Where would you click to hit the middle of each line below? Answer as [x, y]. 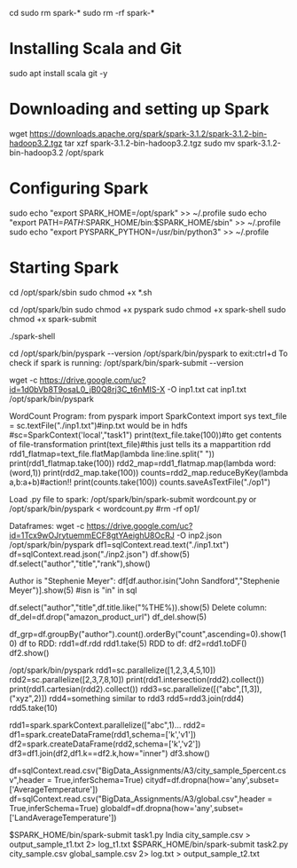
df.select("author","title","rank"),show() [80, 564]
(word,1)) [25, 472]
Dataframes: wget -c [47, 525]
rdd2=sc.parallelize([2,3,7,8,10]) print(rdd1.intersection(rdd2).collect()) [137, 679]
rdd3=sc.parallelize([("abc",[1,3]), [201, 689]
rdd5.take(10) [33, 707]
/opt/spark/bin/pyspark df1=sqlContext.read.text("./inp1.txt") [119, 544]
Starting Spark [64, 268]
